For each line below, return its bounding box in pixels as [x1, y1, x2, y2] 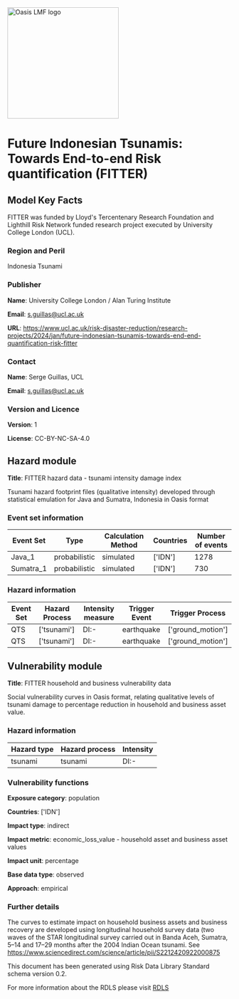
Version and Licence [7, 404, 80, 414]
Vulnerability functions [7, 778, 89, 788]
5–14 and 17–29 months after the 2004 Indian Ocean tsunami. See [7, 941, 201, 949]
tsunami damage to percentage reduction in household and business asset [7, 701, 226, 709]
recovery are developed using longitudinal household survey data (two [7, 926, 215, 934]
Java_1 [11, 552, 36, 562]
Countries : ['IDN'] [7, 807, 60, 816]
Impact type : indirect [7, 822, 70, 830]
